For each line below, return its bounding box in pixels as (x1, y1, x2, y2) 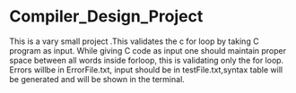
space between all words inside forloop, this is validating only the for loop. (9, 55, 284, 65)
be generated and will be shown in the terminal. (9, 73, 186, 84)
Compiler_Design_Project (9, 6, 204, 27)
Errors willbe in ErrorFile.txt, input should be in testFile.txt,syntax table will (9, 64, 283, 75)
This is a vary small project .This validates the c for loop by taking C (9, 36, 259, 46)
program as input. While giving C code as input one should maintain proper (9, 45, 287, 55)
